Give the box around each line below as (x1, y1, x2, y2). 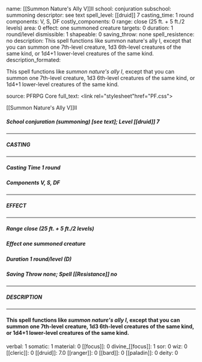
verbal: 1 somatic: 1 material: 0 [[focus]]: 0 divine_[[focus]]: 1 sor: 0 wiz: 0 (6, 343, 188, 350)
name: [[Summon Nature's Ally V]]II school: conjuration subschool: (6, 5, 171, 12)
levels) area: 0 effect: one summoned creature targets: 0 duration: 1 (6, 24, 173, 31)
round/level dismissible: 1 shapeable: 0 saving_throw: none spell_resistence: (6, 31, 195, 38)
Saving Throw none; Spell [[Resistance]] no (6, 270, 117, 278)
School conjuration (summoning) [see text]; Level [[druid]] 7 (6, 117, 160, 125)
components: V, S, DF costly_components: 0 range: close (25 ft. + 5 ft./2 (6, 18, 185, 25)
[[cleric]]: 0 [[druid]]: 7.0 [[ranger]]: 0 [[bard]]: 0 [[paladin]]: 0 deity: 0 (6, 349, 179, 356)
